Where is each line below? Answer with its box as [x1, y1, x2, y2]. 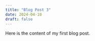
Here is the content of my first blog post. [5, 30, 90, 36]
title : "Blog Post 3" [5, 7, 51, 12]
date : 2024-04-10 [5, 12, 42, 17]
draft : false [5, 16, 33, 21]
